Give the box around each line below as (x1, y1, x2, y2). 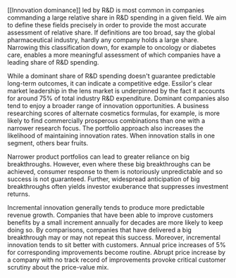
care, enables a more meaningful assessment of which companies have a (7, 51, 221, 59)
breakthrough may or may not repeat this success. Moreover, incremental (7, 233, 221, 241)
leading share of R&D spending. (7, 58, 99, 66)
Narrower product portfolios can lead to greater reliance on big (7, 152, 190, 161)
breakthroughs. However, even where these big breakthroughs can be (7, 160, 211, 168)
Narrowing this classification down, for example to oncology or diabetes (7, 44, 216, 51)
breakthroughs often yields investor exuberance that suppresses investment (7, 183, 229, 190)
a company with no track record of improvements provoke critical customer (7, 256, 227, 264)
